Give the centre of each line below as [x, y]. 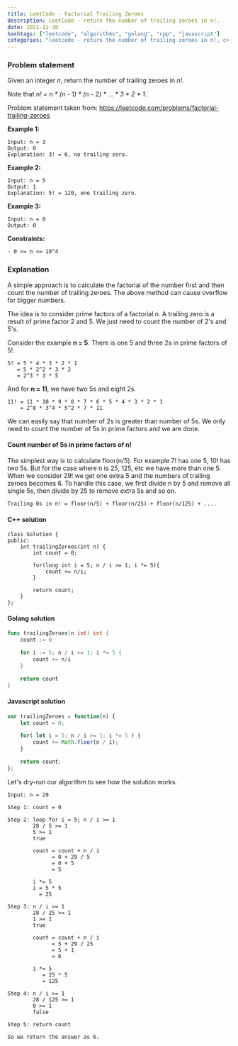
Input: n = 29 [28, 795]
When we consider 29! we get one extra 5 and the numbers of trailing [109, 475]
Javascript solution [36, 701]
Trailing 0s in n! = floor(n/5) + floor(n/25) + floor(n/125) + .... [112, 503]
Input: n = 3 [27, 143]
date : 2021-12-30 [33, 27]
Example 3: [24, 206]
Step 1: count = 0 [34, 807]
